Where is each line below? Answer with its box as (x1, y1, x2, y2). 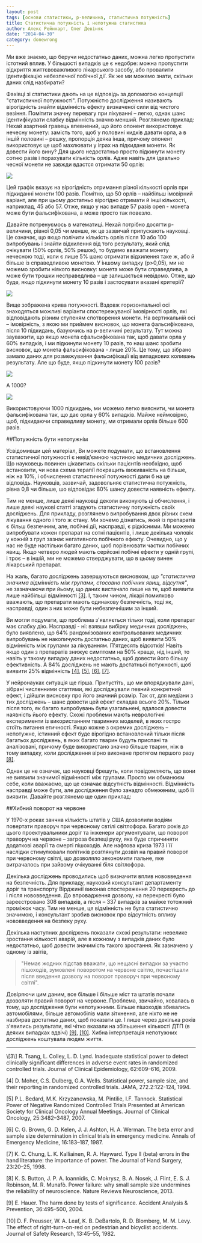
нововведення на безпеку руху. (6, 918, 88, 924)
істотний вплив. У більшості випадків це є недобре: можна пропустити (6, 60, 188, 67)
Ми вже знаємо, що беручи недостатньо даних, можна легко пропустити (6, 54, 195, 60)
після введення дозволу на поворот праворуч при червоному (20, 972, 180, 980)
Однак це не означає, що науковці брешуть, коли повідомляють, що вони (6, 767, 195, 775)
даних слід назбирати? (6, 79, 65, 86)
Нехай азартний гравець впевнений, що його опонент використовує (6, 123, 182, 129)
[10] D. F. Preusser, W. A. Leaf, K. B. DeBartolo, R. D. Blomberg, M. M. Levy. (6, 1217, 192, 1224)
